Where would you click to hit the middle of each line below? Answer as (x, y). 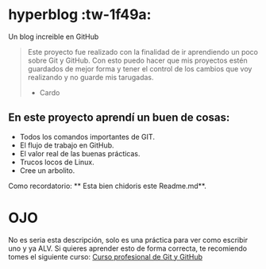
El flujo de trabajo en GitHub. (67, 145)
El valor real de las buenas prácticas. (80, 153)
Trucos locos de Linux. (57, 162)
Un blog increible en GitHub (54, 37)
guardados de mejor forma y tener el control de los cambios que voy (140, 68)
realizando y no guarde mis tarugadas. (91, 77)
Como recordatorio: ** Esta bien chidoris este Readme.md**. (107, 186)
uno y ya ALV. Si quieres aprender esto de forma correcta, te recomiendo (128, 248)
